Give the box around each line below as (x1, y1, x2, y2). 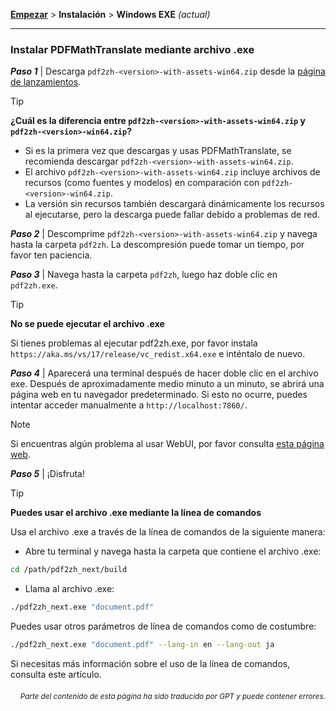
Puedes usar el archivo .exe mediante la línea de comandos (10, 507, 262, 519)
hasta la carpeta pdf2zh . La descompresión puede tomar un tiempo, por (10, 239, 305, 251)
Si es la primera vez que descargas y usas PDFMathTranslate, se (24, 145, 292, 157)
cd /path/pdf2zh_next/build (10, 565, 128, 575)
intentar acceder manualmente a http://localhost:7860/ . (10, 399, 248, 411)
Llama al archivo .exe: (24, 583, 115, 595)
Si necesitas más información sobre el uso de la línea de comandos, (10, 657, 291, 669)
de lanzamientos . (10, 76, 82, 88)
